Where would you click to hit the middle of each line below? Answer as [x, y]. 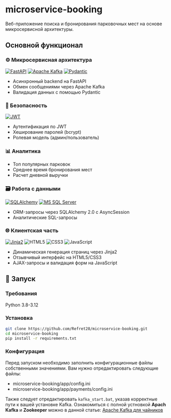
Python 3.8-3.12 [22, 305]
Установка [19, 318]
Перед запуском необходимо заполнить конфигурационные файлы [79, 362]
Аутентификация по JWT [40, 126]
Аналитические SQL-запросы [45, 217]
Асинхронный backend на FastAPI [49, 81]
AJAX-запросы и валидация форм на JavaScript [65, 263]
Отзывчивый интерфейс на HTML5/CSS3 [57, 257]
